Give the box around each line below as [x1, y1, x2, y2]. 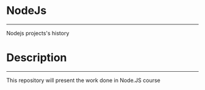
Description [6, 51, 67, 64]
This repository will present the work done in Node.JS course [6, 77, 160, 84]
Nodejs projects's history [6, 29, 70, 36]
